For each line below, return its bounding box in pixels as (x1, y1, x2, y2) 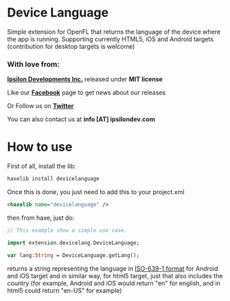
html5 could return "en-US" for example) (7, 286, 122, 294)
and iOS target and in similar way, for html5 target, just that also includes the (7, 271, 223, 280)
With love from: (7, 59, 60, 69)
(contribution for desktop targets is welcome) (7, 42, 135, 50)
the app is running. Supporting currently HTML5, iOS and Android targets (7, 34, 214, 43)
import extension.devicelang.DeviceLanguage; (7, 239, 139, 246)
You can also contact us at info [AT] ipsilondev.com (7, 115, 156, 123)
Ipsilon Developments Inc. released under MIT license (7, 75, 163, 83)
